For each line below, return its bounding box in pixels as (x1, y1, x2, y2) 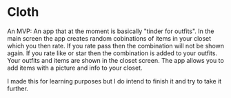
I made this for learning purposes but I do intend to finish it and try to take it (7, 77, 222, 85)
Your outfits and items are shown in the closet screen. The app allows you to (7, 56, 224, 64)
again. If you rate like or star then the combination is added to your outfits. (7, 49, 218, 57)
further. (7, 84, 29, 92)
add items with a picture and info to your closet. (7, 63, 143, 72)
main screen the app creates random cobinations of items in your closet (7, 34, 212, 42)
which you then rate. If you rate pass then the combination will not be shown (7, 41, 225, 50)
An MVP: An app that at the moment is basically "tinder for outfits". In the (7, 27, 214, 35)
